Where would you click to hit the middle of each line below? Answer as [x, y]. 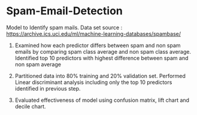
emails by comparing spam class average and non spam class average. [103, 51]
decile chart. [30, 106]
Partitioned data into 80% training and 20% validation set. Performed [100, 76]
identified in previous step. [48, 88]
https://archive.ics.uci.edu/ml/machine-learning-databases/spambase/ [94, 33]
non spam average [38, 64]
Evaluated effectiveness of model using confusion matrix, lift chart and [102, 100]
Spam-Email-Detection [64, 11]
